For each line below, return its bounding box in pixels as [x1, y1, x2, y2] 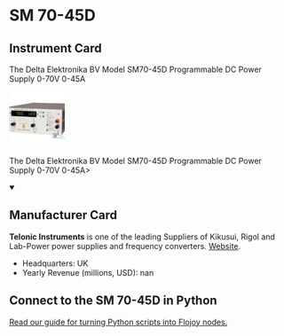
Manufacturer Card [9, 207, 118, 223]
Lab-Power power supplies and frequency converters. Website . [9, 240, 241, 251]
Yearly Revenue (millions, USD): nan [21, 267, 154, 277]
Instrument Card [9, 41, 102, 56]
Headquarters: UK [21, 258, 89, 269]
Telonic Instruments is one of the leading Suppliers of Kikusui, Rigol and [9, 231, 275, 242]
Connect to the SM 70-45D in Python [9, 293, 217, 309]
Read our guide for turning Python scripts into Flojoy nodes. [9, 316, 228, 327]
